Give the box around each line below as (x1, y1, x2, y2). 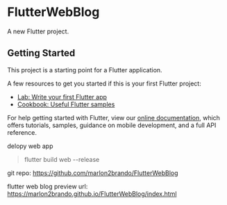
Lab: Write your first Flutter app (17, 92, 108, 101)
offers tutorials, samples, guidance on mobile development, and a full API (7, 121, 217, 129)
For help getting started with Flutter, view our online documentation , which (7, 113, 221, 122)
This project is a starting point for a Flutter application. (7, 65, 162, 74)
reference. (7, 128, 37, 136)
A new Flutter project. (7, 27, 69, 35)
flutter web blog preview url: (7, 182, 88, 190)
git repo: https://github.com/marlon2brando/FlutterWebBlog (7, 168, 178, 177)
